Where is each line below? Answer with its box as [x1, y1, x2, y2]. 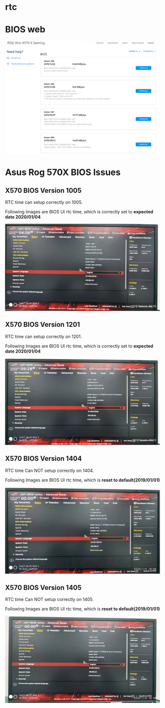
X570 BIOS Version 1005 [5, 186, 82, 195]
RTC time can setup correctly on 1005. [5, 199, 83, 205]
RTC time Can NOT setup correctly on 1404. [5, 468, 94, 473]
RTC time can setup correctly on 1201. [5, 333, 82, 340]
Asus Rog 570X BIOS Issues [5, 167, 121, 178]
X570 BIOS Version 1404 [5, 454, 82, 463]
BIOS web [5, 24, 46, 35]
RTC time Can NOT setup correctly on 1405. [5, 597, 94, 603]
